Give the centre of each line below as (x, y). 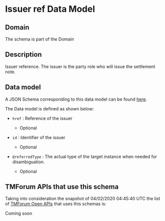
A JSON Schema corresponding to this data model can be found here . (76, 99)
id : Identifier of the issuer (39, 137)
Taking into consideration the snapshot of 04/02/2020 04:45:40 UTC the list (83, 199)
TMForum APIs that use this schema (62, 187)
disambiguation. (29, 162)
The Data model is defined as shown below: (49, 109)
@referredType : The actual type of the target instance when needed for (85, 156)
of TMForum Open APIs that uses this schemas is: (56, 204)
